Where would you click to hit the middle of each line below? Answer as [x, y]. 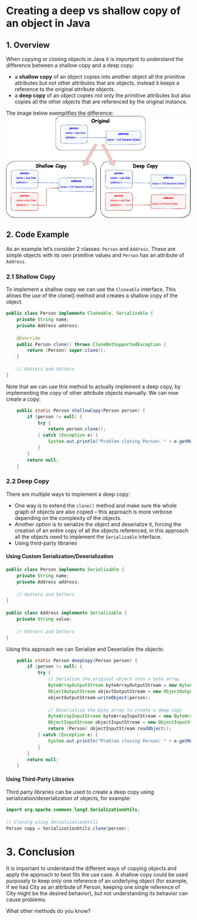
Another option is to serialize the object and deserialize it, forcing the [98, 524]
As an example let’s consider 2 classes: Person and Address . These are [91, 249]
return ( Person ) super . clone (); [67, 351]
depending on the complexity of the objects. [68, 518]
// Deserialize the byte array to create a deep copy [115, 710]
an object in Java [48, 23]
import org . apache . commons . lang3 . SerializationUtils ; [73, 810]
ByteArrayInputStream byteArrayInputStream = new [110, 716]
